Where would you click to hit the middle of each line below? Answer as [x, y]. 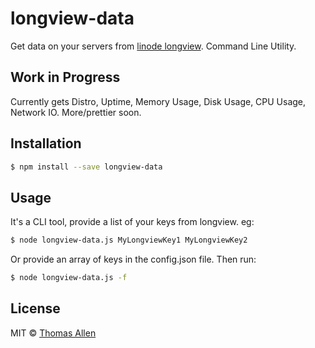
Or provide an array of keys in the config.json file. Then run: [133, 259]
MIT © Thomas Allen [53, 333]
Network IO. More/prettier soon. [76, 112]
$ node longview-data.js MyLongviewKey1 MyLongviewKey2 [129, 240]
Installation [46, 143]
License [35, 308]
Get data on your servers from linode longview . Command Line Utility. [153, 46]
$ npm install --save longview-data [86, 167]
